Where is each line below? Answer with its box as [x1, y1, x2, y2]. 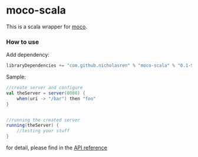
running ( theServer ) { [6, 122, 60, 129]
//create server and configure [6, 85, 83, 91]
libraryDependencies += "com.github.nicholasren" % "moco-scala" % [6, 63, 176, 68]
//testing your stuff [16, 128, 70, 134]
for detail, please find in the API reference [6, 144, 107, 151]
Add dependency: [6, 51, 50, 58]
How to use [6, 38, 39, 46]
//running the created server [6, 117, 81, 123]
